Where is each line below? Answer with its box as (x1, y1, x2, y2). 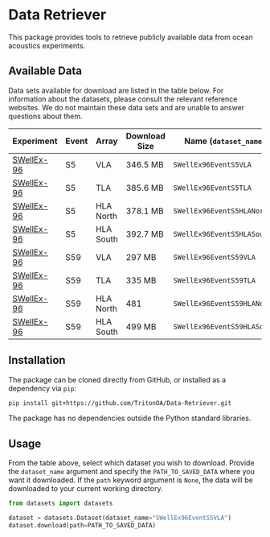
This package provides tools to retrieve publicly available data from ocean (8, 32, 253, 42)
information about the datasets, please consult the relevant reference (8, 94, 238, 104)
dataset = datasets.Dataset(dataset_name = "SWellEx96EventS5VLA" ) (8, 514, 231, 523)
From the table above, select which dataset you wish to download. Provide (8, 458, 255, 468)
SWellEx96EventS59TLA (173, 275, 256, 285)
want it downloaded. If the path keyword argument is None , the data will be (8, 475, 253, 485)
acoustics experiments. (8, 40, 86, 50)
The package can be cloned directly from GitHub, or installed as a (8, 374, 227, 384)
